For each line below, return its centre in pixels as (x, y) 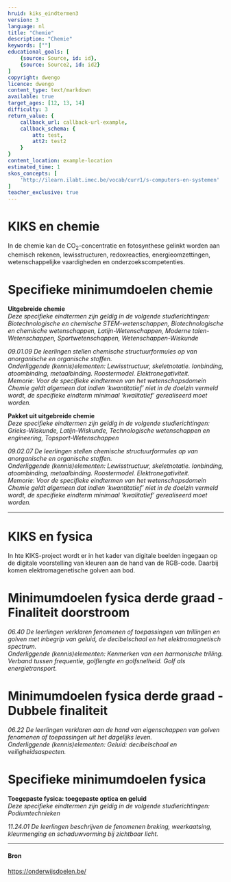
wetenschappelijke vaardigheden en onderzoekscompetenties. (97, 261)
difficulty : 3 (28, 109)
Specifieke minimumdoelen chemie (110, 290)
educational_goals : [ (39, 52)
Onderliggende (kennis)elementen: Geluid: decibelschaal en (93, 744)
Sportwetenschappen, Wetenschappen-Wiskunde (128, 338)
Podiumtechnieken (34, 813)
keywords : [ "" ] (29, 45)
